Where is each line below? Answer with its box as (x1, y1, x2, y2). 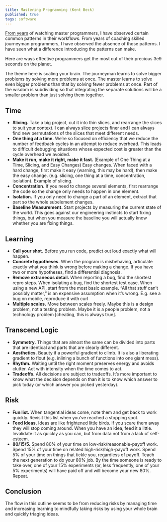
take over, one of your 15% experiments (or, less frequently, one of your (12, 462, 160, 468)
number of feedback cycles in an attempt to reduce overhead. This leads (12, 141, 162, 147)
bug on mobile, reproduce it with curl (12, 296, 88, 302)
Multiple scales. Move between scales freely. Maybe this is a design (12, 301, 154, 307)
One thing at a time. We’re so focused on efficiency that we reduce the (12, 136, 158, 142)
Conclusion (5, 487, 42, 496)
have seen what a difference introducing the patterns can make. (5, 46, 136, 52)
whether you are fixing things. (12, 220, 74, 226)
